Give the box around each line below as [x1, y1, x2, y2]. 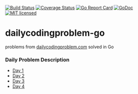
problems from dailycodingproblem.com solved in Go [5, 44, 114, 50]
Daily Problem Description [5, 56, 69, 63]
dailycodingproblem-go [5, 27, 105, 39]
